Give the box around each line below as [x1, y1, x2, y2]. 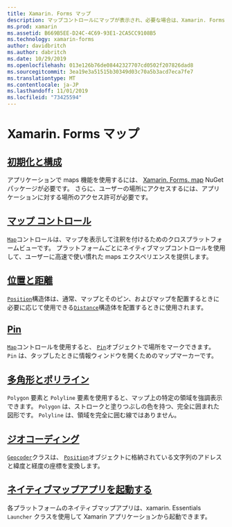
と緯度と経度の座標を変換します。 [7, 462, 104, 470]
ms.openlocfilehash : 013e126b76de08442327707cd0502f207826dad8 [7, 62, 194, 69]
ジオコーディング [7, 433, 80, 445]
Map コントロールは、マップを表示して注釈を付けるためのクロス [7, 235, 187, 243]
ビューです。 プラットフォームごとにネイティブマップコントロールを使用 [19, 244, 226, 252]
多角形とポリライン [7, 374, 89, 385]
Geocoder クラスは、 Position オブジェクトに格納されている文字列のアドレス [7, 453, 222, 462]
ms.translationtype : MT [7, 74, 76, 82]
